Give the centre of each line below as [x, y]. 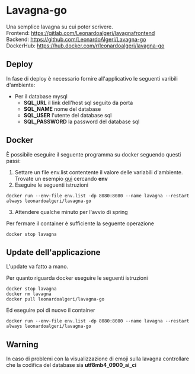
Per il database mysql [41, 96]
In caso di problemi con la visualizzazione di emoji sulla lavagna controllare [98, 359]
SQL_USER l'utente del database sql [68, 115]
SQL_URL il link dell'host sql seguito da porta [78, 103]
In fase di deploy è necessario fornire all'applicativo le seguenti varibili [92, 78]
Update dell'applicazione [53, 252]
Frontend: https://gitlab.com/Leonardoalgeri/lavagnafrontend [81, 33]
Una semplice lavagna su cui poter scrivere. [60, 27]
